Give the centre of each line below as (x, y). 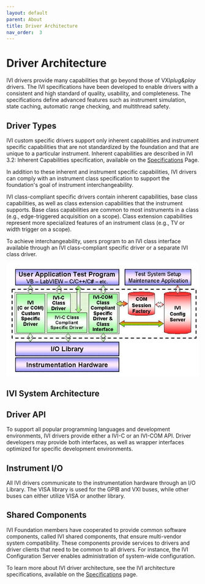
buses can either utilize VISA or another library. (66, 496)
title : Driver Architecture (42, 26)
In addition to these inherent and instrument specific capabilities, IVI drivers (102, 172)
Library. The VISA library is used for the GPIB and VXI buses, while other (98, 489)
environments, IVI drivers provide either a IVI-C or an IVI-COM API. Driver (99, 436)
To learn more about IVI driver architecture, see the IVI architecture (91, 567)
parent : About (24, 19)
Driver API (26, 415)
